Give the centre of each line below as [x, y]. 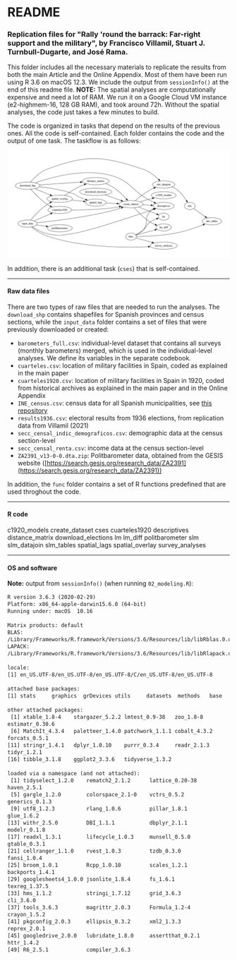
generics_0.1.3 [30, 802]
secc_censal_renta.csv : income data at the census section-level [111, 448]
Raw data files [29, 291]
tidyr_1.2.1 [25, 753]
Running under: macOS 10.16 [50, 612]
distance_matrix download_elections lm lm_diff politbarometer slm [103, 537]
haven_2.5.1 [25, 788]
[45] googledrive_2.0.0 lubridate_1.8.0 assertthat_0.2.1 [104, 936]
